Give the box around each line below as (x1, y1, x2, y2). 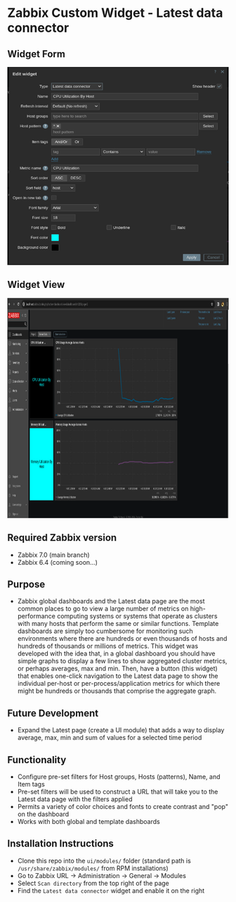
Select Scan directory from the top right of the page (17, 879, 170, 887)
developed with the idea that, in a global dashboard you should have (17, 649, 216, 658)
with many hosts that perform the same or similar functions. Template (17, 620, 219, 628)
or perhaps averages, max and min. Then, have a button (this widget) (17, 664, 218, 673)
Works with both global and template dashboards (17, 818, 160, 826)
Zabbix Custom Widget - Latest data (7, 5, 223, 21)
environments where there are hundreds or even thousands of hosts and (17, 634, 228, 643)
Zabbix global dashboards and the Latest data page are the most (17, 597, 205, 606)
